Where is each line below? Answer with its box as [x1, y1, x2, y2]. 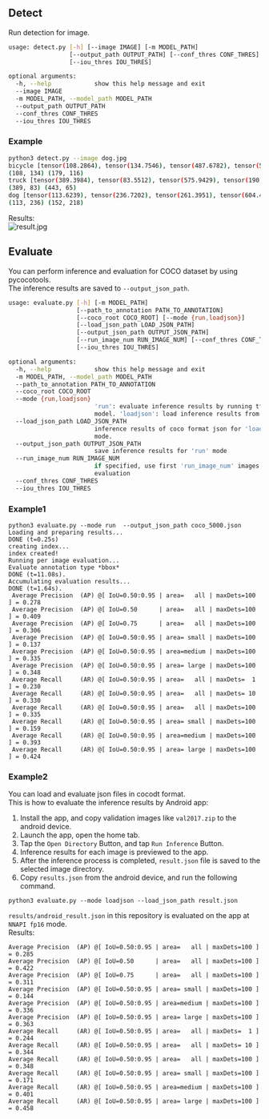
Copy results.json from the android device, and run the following [19, 872, 238, 883]
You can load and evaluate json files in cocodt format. [8, 789, 186, 799]
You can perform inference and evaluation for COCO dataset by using [8, 266, 238, 275]
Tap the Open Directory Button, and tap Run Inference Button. [19, 839, 224, 848]
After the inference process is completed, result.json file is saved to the [19, 856, 261, 865]
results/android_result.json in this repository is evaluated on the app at [8, 911, 250, 920]
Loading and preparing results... [8, 528, 124, 536]
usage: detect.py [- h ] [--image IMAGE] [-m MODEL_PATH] [8, 43, 199, 51]
